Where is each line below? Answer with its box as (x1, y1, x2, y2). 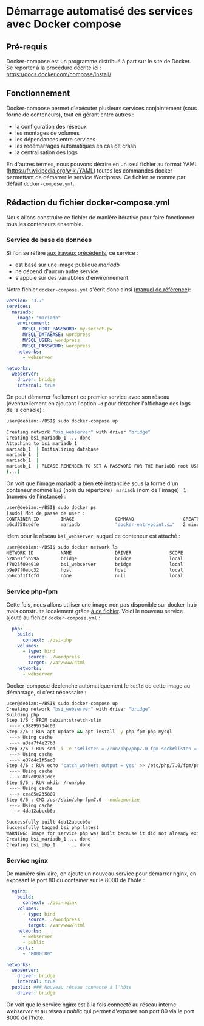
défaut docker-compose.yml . (6, 180, 75, 187)
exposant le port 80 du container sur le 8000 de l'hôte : (6, 877, 145, 884)
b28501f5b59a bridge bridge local (6, 556, 183, 562)
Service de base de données (6, 235, 92, 244)
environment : (17, 320, 50, 327)
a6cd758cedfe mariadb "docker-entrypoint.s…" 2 (6, 521, 186, 528)
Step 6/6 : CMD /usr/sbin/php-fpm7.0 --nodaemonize (6, 797, 140, 803)
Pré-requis (6, 41, 48, 52)
